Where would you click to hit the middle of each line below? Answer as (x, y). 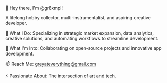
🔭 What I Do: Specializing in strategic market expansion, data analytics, (79, 33)
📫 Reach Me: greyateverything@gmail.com (51, 64)
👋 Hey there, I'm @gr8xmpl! (34, 8)
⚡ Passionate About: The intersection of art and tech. (61, 76)
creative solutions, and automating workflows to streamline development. (82, 38)
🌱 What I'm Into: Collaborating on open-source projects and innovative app (83, 48)
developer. (16, 23)
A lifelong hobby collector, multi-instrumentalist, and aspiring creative (78, 18)
